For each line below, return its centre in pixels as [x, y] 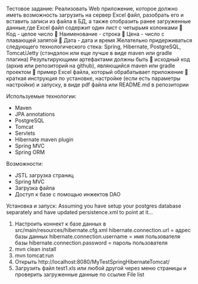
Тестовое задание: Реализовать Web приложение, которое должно [92, 9]
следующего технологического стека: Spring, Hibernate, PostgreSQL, [94, 47]
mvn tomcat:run [34, 255]
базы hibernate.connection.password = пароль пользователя [91, 243]
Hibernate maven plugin [44, 139]
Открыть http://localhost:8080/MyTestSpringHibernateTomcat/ [92, 262]
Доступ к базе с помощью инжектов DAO [67, 194]
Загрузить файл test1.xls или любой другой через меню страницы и [100, 268]
